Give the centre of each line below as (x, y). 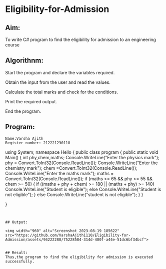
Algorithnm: (24, 61)
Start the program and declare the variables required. (60, 72)
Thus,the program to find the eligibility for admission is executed (79, 257)
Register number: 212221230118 (38, 143)
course (12, 45)
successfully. (20, 261)
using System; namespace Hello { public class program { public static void (82, 152)
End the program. (23, 111)
